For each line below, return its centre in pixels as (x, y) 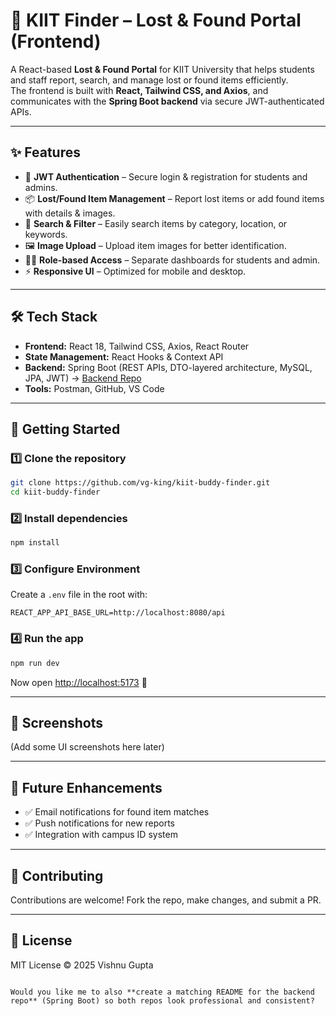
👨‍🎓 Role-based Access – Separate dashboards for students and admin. (172, 260)
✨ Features (45, 152)
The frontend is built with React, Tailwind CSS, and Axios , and (139, 90)
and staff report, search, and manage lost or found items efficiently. (149, 80)
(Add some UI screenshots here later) (87, 747)
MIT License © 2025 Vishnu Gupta (82, 965)
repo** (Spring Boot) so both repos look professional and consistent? (162, 1000)
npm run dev (35, 663)
